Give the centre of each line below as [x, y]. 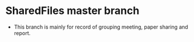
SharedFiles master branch [72, 11]
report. [22, 33]
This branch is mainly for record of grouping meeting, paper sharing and [101, 27]
